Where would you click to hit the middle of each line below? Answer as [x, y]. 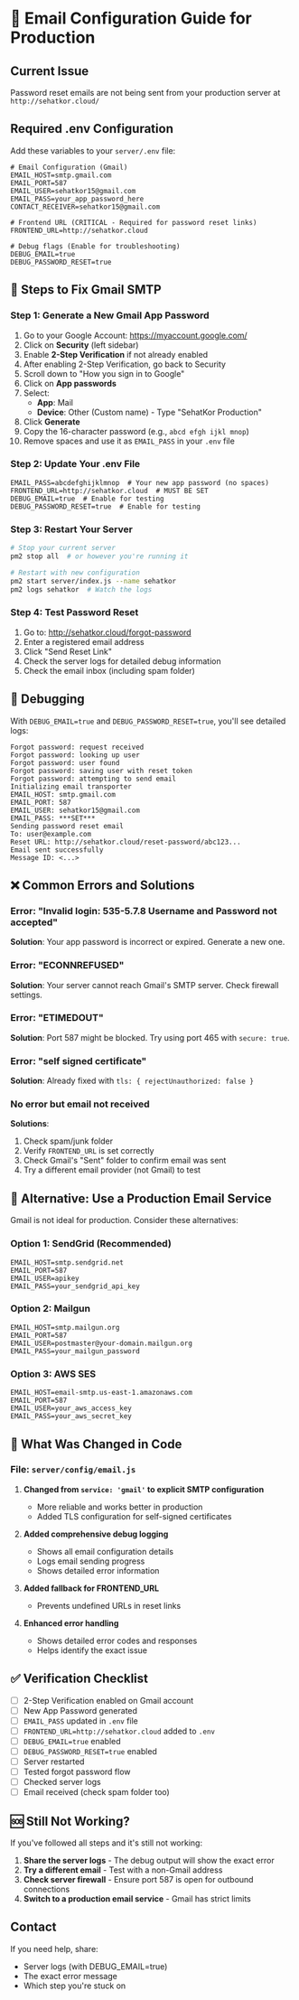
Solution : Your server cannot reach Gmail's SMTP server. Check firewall [145, 985]
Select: [37, 393]
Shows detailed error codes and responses [117, 1640]
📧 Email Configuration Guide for [131, 19]
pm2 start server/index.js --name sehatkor [93, 581]
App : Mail [55, 402]
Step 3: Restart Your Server [72, 529]
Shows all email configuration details [105, 1551]
